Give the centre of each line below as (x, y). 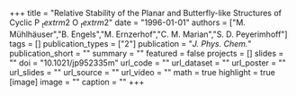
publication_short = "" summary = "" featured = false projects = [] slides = (147, 53)
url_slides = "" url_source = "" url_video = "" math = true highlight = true (143, 72)
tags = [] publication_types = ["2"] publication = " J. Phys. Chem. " (130, 43)
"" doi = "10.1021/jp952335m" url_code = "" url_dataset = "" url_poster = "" (148, 63)
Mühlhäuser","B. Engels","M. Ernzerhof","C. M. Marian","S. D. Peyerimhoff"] (148, 34)
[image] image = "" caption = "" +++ (77, 82)
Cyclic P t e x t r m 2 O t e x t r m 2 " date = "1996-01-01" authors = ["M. (127, 23)
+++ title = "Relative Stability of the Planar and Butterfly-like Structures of (145, 13)
